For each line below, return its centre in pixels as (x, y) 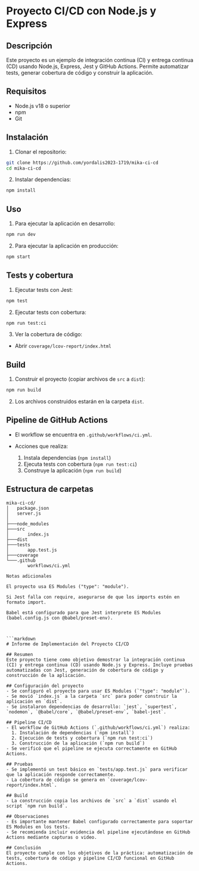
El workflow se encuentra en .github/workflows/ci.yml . (83, 435)
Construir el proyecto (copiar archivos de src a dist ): (80, 379)
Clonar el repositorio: (41, 152)
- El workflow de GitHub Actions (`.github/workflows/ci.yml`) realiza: (98, 727)
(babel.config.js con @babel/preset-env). (60, 618)
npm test (17, 301)
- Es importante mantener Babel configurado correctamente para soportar (100, 821)
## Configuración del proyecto (45, 686)
